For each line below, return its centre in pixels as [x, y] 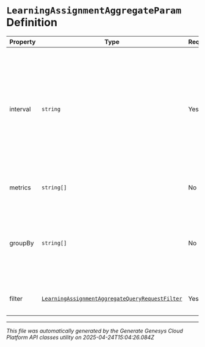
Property [23, 41]
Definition [32, 23]
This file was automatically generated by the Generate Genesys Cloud [95, 331]
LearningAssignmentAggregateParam [94, 11]
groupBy [22, 243]
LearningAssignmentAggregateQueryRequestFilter [112, 298]
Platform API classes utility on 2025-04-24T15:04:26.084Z [80, 337]
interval [20, 109]
